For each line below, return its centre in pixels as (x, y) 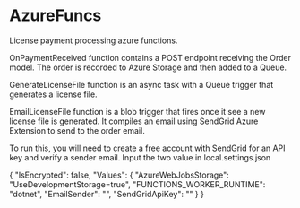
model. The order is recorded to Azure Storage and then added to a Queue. (148, 67)
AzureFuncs (56, 16)
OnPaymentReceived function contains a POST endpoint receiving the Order (150, 57)
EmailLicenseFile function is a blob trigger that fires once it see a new (137, 111)
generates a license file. (53, 94)
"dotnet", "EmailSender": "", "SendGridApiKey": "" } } (107, 194)
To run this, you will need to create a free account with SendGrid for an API (147, 148)
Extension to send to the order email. (77, 130)
